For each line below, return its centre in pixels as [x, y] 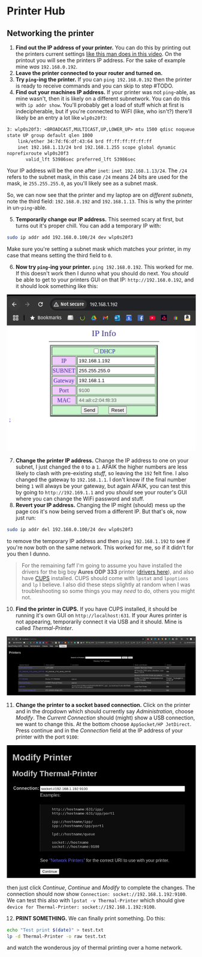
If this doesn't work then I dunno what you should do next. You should [102, 273]
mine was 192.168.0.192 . [46, 67]
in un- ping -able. [27, 208]
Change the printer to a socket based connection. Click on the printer [103, 705]
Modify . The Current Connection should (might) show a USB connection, [105, 718]
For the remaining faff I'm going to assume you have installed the [102, 565]
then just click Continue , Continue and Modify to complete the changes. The [101, 887]
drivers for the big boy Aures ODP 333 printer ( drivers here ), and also [108, 572]
